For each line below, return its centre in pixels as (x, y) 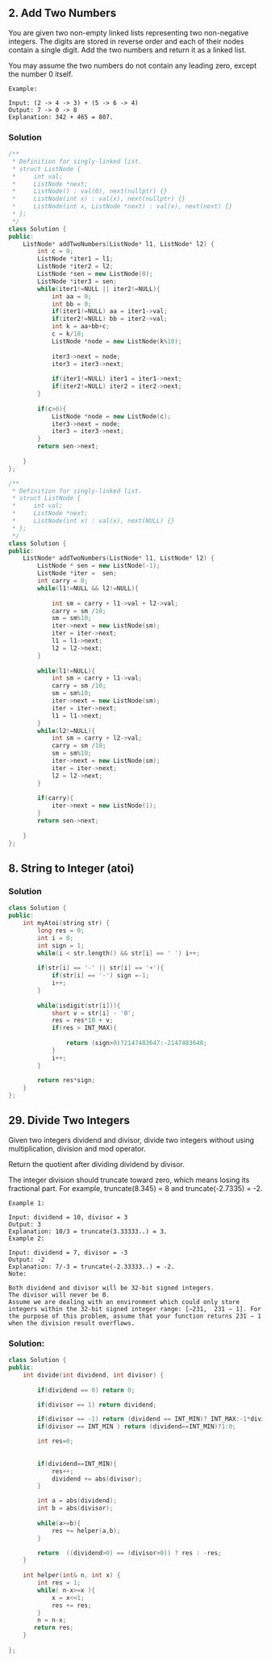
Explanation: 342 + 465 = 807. (61, 117)
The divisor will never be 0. (59, 1295)
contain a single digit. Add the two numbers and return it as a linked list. (127, 50)
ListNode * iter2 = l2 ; (75, 267)
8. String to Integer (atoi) (71, 868)
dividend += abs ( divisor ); (97, 1479)
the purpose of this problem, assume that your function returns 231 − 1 (135, 1316)
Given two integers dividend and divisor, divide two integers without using (131, 1139)
